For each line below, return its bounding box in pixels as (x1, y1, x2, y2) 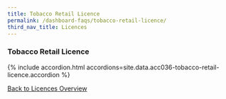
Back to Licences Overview (7, 84, 87, 93)
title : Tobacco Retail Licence (7, 10, 100, 18)
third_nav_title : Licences (7, 23, 87, 30)
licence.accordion (7, 70, 60, 78)
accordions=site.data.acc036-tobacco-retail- (86, 63, 220, 71)
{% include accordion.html (7, 63, 85, 71)
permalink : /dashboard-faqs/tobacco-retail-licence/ (7, 17, 167, 24)
